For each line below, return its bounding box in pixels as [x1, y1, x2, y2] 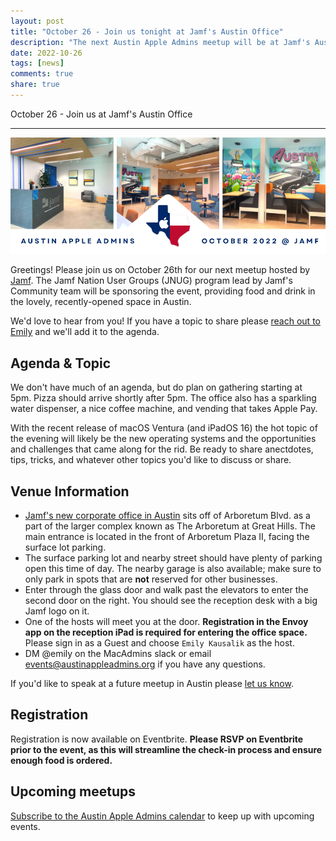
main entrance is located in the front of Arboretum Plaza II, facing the [24, 531, 310, 543]
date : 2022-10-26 [10, 48, 83, 58]
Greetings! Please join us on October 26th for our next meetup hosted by [10, 264, 311, 276]
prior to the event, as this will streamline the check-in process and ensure [10, 743, 323, 755]
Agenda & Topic [10, 355, 112, 372]
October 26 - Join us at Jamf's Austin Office [10, 108, 193, 120]
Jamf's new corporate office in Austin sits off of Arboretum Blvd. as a [24, 510, 311, 522]
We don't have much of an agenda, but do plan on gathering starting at [10, 381, 303, 394]
